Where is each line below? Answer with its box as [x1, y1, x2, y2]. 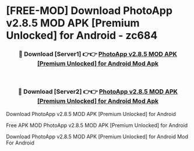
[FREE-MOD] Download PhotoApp [6, 4, 173, 17]
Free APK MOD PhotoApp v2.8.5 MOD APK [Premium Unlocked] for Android [6, 121, 188, 129]
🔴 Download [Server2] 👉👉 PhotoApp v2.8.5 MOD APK [17, 87, 178, 96]
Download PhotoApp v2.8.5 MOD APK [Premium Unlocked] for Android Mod [6, 133, 188, 140]
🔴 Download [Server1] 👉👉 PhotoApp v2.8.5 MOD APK [18, 50, 178, 58]
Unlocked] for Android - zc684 [6, 29, 158, 42]
